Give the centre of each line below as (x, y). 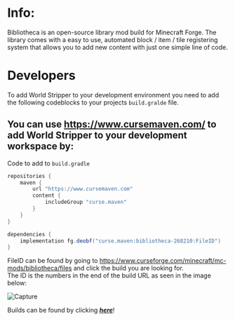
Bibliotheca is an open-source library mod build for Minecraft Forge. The (112, 32)
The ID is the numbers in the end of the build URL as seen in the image (109, 275)
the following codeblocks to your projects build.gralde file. (93, 102)
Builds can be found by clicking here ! (61, 310)
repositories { (29, 176)
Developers (41, 76)
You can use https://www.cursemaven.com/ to (112, 124)
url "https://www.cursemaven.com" (83, 189)
